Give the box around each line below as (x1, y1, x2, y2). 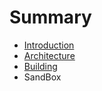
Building (23, 60, 58, 72)
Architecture (23, 49, 76, 61)
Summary (9, 6, 92, 29)
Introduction (23, 39, 75, 51)
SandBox (23, 71, 62, 83)
